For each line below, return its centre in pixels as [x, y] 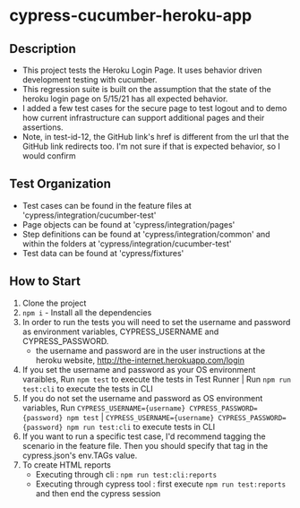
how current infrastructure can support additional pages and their [143, 118]
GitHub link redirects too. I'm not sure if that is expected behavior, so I [151, 146]
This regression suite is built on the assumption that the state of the [146, 89]
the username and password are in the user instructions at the [150, 350]
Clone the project [54, 303]
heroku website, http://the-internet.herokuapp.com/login [140, 360]
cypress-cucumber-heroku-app [131, 16]
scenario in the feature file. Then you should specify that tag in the [145, 445]
